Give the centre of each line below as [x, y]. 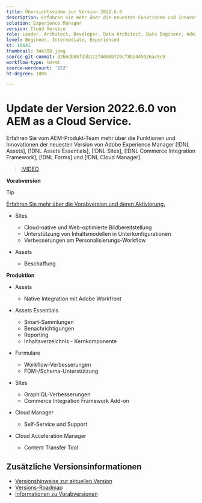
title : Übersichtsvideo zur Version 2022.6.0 [64, 12]
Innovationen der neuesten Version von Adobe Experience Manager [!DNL [98, 145]
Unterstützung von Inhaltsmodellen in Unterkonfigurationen [97, 234]
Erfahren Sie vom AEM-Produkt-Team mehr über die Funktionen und [91, 138]
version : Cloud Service [36, 29]
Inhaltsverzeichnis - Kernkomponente [70, 341]
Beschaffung [40, 264]
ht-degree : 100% [26, 74]
